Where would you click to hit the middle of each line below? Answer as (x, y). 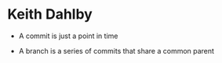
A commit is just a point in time (68, 36)
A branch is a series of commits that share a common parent (116, 51)
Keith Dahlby (50, 14)
